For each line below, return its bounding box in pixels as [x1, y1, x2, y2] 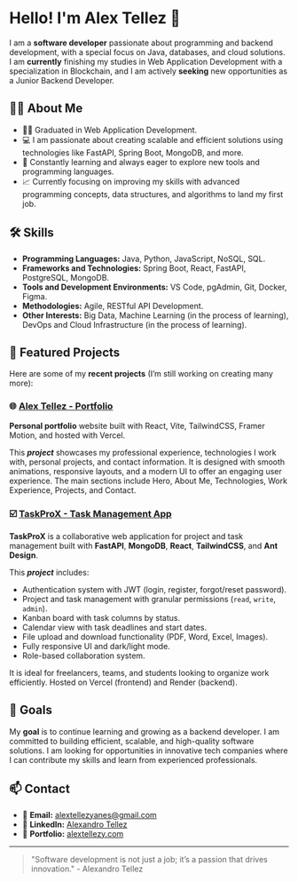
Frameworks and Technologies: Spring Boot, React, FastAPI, [21, 262, 247, 274]
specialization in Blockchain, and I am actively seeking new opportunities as [9, 66, 288, 76]
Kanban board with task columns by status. [21, 612, 181, 623]
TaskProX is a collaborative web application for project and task [9, 530, 244, 541]
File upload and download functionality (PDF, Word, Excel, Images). [21, 631, 269, 642]
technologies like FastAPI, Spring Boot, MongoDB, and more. [21, 147, 244, 158]
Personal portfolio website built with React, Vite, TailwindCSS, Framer [9, 420, 265, 431]
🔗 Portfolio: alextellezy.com [21, 828, 124, 838]
